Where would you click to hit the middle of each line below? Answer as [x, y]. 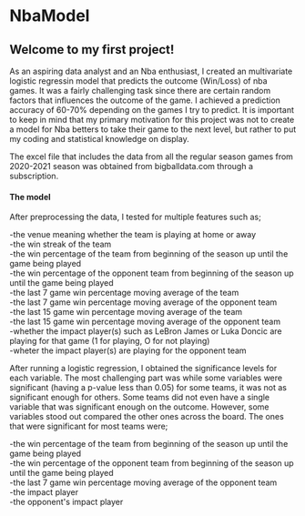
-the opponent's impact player [66, 502]
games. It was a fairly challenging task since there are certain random [140, 91]
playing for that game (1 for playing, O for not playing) [110, 341]
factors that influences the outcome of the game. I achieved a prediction [145, 100]
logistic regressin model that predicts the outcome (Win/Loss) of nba [138, 81]
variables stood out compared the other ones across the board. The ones [147, 417]
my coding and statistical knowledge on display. [99, 139]
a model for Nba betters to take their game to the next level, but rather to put [153, 129]
